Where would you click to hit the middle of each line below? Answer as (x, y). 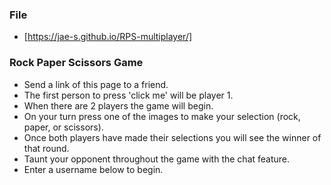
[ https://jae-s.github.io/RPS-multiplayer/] (108, 37)
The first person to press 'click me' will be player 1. (128, 95)
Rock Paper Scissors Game (76, 63)
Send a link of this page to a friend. (96, 84)
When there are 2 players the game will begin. (118, 105)
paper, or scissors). (63, 127)
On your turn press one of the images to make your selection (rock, (162, 116)
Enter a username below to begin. (93, 169)
